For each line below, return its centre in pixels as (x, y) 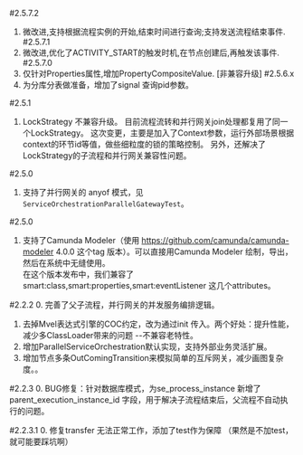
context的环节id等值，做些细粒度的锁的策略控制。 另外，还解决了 (144, 144)
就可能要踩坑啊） (41, 441)
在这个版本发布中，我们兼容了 (78, 274)
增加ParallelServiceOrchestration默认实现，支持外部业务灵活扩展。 (147, 346)
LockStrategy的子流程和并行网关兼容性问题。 (107, 156)
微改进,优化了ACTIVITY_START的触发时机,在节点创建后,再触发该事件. (151, 52)
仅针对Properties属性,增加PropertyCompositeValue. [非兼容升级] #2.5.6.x (158, 73)
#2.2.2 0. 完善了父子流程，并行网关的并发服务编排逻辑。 (114, 305)
